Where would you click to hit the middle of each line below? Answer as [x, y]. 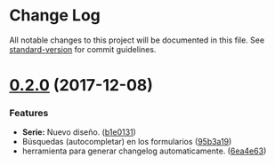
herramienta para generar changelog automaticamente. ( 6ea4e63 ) [144, 151]
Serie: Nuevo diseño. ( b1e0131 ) [79, 132]
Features [29, 114]
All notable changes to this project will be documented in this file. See [137, 40]
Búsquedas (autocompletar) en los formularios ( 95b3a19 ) [127, 142]
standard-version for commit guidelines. [83, 49]
